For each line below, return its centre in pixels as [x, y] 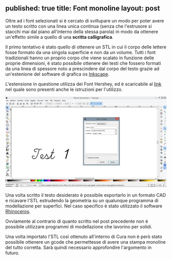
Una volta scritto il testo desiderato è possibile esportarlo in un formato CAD [86, 195]
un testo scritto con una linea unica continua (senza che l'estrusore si [79, 26]
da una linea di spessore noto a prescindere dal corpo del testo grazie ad [82, 68]
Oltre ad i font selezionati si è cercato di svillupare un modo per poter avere [85, 20]
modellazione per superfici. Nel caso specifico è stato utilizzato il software [84, 206]
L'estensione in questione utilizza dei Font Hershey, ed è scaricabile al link [83, 84]
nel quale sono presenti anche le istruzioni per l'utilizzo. [64, 89]
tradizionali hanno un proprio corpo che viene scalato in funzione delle [80, 58]
